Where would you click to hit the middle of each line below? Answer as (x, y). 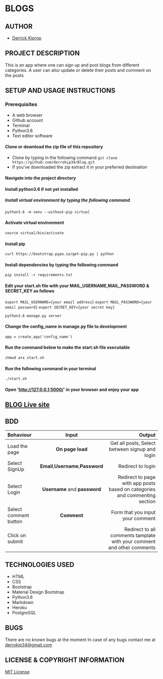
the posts (15, 75)
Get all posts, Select (133, 443)
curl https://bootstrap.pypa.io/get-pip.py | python (59, 254)
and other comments (132, 548)
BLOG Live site (27, 405)
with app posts (139, 483)
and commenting (136, 495)
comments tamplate (133, 536)
